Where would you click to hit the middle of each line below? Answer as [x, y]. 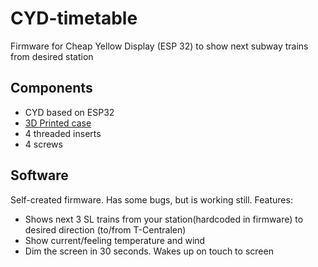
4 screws [43, 144]
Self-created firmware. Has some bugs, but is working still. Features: [151, 199]
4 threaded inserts [63, 133]
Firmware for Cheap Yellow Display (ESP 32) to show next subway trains [159, 46]
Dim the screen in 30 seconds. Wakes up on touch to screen [149, 251]
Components [51, 88]
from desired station [52, 56]
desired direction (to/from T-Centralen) [105, 229]
